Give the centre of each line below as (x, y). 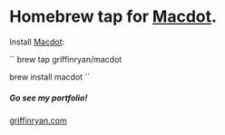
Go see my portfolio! (49, 98)
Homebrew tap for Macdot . (113, 17)
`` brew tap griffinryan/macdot (66, 59)
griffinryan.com (38, 121)
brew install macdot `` (50, 77)
